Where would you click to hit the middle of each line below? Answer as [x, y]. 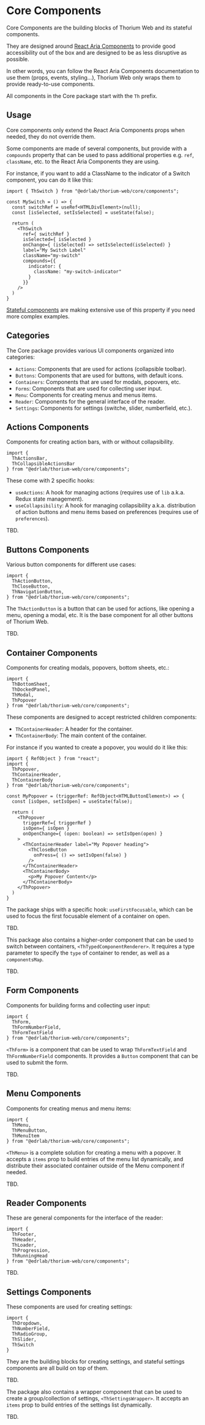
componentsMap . [25, 959]
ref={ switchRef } [46, 234]
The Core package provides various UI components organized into [90, 350]
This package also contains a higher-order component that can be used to [100, 940]
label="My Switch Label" [54, 250]
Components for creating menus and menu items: [69, 1108]
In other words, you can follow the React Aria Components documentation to [103, 71]
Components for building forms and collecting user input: [79, 1005]
